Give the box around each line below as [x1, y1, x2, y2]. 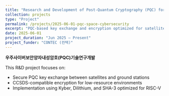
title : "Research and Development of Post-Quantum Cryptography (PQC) [5, 7, 156, 13]
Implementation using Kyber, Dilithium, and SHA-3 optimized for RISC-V [12, 85, 161, 91]
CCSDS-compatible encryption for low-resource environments [12, 79, 142, 85]
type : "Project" [5, 17, 39, 22]
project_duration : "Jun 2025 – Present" [5, 36, 92, 41]
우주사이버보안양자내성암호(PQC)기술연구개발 [5, 54, 96, 60]
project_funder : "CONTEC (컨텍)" [5, 40, 73, 45]
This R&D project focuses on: [5, 64, 66, 70]
